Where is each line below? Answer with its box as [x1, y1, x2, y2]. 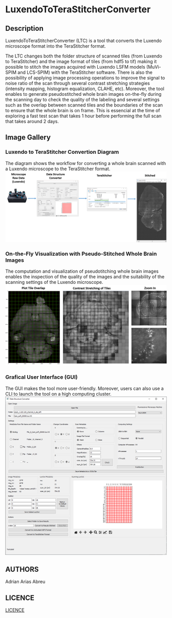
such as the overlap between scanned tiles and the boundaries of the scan [5, 102, 163, 108]
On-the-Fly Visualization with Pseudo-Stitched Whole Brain [5, 250, 157, 257]
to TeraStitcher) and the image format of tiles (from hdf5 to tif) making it [5, 58, 157, 65]
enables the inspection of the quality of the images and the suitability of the [5, 274, 165, 280]
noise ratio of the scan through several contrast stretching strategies [5, 80, 150, 86]
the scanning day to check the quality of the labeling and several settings [5, 96, 160, 102]
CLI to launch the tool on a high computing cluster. [5, 390, 112, 397]
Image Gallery [5, 133, 51, 142]
